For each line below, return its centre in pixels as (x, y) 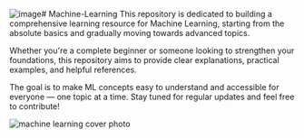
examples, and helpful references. (74, 69)
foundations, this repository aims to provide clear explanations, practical (144, 60)
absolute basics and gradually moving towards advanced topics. (130, 33)
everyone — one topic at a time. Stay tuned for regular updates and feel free (152, 97)
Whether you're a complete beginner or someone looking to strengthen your (152, 51)
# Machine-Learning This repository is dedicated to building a (157, 14)
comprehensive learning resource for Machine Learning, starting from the (147, 23)
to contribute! (35, 106)
